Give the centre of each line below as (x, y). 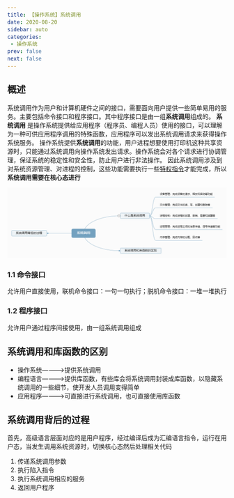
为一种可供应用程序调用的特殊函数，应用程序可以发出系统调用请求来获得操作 (117, 134)
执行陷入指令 (36, 470)
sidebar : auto (28, 29)
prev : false (24, 52)
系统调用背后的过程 (48, 420)
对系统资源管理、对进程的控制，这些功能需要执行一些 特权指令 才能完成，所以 (117, 169)
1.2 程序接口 (28, 311)
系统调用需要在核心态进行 (44, 177)
